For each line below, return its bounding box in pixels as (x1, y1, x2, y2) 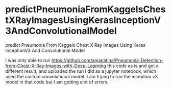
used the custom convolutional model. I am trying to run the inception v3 (5, 73, 158, 79)
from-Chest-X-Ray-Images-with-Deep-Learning (5, 63, 106, 69)
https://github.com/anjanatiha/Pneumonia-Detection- (51, 57, 163, 63)
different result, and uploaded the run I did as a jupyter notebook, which (5, 68, 157, 74)
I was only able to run (5, 57, 51, 63)
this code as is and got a (107, 63, 159, 69)
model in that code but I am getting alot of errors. (5, 79, 109, 85)
